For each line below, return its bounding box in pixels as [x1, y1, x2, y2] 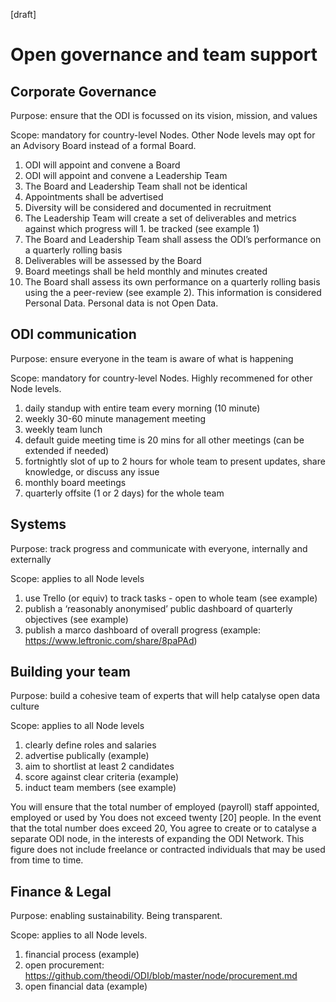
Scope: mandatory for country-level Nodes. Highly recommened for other [10, 372, 313, 384]
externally [10, 553, 52, 565]
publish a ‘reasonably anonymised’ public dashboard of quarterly [24, 602, 293, 614]
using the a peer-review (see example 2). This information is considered [24, 287, 322, 298]
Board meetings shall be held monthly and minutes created [24, 265, 268, 277]
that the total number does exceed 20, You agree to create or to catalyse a [10, 822, 317, 834]
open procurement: [24, 959, 105, 971]
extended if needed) [24, 444, 110, 456]
